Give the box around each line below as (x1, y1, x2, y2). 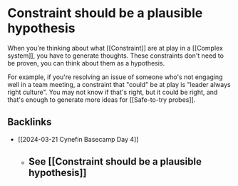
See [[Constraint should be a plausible (28, 155, 202, 168)
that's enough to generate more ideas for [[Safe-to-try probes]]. (7, 95, 196, 104)
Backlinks (7, 116, 52, 128)
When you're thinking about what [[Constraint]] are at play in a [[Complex (7, 43, 223, 52)
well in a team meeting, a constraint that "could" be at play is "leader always (7, 80, 231, 88)
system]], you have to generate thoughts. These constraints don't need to (7, 51, 224, 60)
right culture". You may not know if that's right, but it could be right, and (7, 88, 218, 96)
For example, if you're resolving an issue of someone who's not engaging (7, 73, 223, 81)
